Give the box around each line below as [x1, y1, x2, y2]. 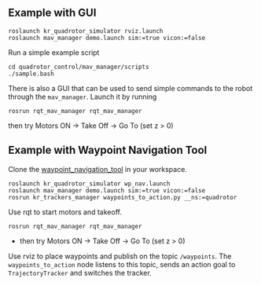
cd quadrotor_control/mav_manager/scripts [8, 63, 149, 71]
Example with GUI [8, 6, 97, 20]
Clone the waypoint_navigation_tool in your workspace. [8, 164, 187, 174]
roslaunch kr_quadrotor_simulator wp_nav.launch [8, 180, 171, 188]
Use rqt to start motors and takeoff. [8, 207, 122, 217]
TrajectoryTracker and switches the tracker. [8, 268, 152, 277]
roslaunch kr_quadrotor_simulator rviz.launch [8, 27, 164, 35]
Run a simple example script [8, 47, 100, 57]
